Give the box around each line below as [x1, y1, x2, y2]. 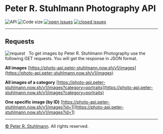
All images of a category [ [5, 79, 58, 85]
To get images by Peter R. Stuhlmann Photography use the [29, 50, 146, 56]
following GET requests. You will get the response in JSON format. [5, 55, 138, 61]
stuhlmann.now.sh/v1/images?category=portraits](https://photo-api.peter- [5, 84, 153, 90]
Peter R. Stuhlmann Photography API [5, 3, 156, 14]
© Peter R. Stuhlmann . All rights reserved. [5, 123, 89, 129]
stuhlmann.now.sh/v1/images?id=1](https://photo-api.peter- [5, 104, 124, 110]
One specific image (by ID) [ [5, 99, 63, 104]
